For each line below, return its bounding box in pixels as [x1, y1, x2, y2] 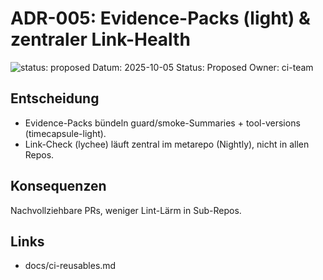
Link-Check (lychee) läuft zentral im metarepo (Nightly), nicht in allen [24, 138, 310, 150]
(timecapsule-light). [24, 127, 107, 139]
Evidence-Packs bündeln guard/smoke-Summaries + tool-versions [24, 117, 301, 129]
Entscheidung [10, 90, 100, 107]
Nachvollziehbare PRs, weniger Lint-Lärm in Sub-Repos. [10, 204, 242, 216]
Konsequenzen [10, 178, 107, 195]
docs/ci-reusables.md [24, 260, 117, 272]
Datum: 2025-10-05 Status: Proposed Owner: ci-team [92, 61, 314, 73]
